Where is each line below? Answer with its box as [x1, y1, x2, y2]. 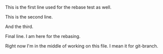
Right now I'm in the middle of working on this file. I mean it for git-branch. [5, 43, 158, 49]
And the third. [5, 23, 33, 29]
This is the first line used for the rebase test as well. [5, 4, 111, 10]
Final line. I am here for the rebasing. [5, 33, 81, 39]
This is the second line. [5, 14, 53, 19]
